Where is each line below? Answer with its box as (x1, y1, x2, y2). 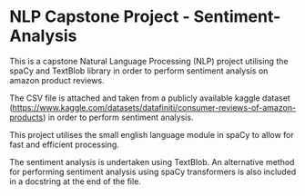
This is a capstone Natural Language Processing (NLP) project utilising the (9, 55, 289, 66)
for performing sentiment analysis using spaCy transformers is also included (9, 166, 297, 177)
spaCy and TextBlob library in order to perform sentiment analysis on (9, 65, 269, 76)
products (9, 112, 44, 122)
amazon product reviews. (9, 74, 105, 85)
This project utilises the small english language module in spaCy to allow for (9, 129, 294, 140)
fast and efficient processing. (9, 139, 120, 150)
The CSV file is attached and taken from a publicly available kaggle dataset (9, 93, 291, 103)
